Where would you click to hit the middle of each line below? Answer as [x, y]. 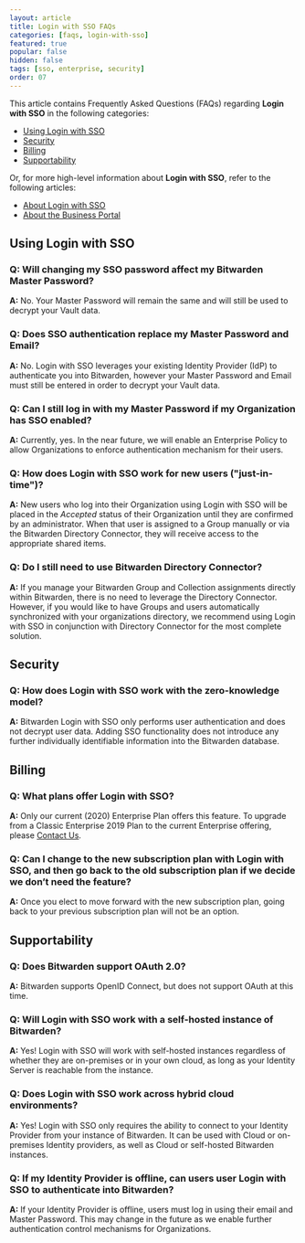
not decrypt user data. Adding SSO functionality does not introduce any [144, 731]
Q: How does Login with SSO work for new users [119, 473]
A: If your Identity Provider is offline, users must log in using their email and [152, 1209]
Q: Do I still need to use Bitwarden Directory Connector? [136, 568]
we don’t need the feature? [71, 881]
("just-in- [252, 473]
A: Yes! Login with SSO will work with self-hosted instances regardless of [147, 1051]
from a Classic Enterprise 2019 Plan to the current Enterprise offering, [141, 825]
